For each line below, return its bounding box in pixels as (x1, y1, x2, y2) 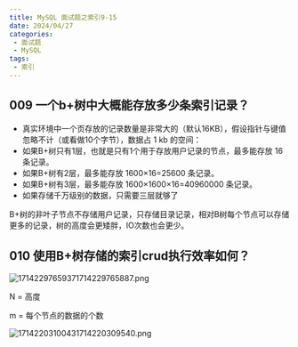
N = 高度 (9, 291, 41, 302)
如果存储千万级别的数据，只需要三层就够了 (21, 190, 179, 200)
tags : (9, 54, 29, 63)
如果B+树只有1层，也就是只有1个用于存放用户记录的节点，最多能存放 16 (21, 145, 283, 156)
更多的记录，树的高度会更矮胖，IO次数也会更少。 (9, 220, 189, 230)
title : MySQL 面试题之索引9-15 (9, 12, 117, 22)
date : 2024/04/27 (9, 21, 74, 30)
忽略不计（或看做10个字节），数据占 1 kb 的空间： (21, 134, 202, 145)
